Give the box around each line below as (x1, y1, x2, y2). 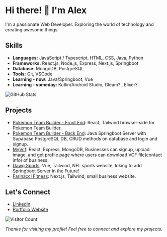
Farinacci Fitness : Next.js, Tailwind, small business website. (12, 173, 136, 179)
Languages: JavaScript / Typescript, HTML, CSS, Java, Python (12, 55, 144, 61)
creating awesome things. (5, 26, 59, 32)
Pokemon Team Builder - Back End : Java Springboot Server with (12, 130, 146, 136)
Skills (5, 41, 23, 50)
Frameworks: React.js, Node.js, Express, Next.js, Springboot (12, 60, 139, 66)
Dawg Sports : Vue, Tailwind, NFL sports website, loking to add (12, 162, 142, 168)
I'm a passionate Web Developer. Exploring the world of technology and (5, 21, 154, 27)
